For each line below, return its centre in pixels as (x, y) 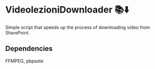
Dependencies (29, 49)
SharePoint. (17, 32)
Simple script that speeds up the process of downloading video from (77, 27)
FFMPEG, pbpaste (24, 61)
